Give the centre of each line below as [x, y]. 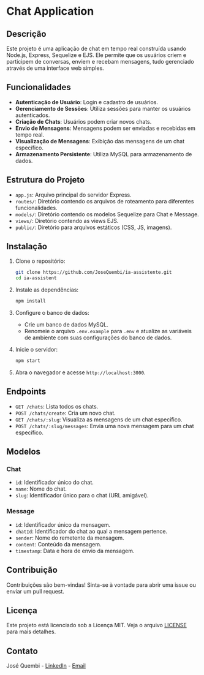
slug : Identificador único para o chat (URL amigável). [82, 496]
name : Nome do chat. [41, 489]
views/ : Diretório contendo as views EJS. [67, 221]
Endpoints [26, 392]
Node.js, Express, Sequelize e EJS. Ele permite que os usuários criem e [96, 55]
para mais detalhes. [31, 632]
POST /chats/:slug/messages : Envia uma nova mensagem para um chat [104, 426]
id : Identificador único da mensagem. [63, 524]
